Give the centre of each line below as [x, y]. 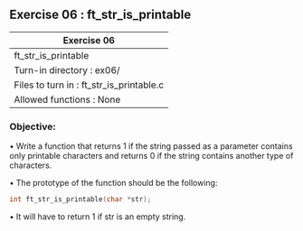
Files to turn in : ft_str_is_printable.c [89, 85]
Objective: [33, 126]
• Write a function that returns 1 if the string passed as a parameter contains [151, 146]
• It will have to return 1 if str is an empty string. [98, 217]
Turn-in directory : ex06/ [67, 69]
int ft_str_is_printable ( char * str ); [80, 199]
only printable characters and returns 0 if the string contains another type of [151, 156]
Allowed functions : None [67, 99]
